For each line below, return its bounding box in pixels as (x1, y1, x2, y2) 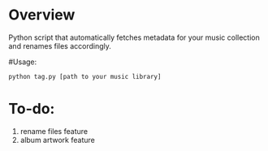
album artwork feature (19, 135, 95, 145)
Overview (8, 6, 76, 24)
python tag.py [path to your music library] (8, 72, 162, 80)
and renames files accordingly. (8, 41, 112, 50)
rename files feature (19, 126, 88, 136)
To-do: (8, 100, 55, 119)
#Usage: (8, 57, 37, 67)
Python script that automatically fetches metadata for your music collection (8, 32, 260, 42)
